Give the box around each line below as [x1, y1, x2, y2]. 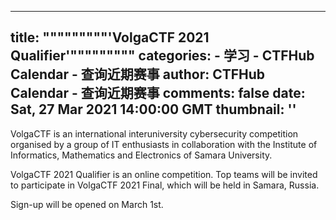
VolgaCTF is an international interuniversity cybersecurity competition [10, 127, 299, 140]
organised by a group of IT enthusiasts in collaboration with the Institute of [10, 138, 318, 150]
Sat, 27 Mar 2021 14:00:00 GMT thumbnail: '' [10, 101, 297, 118]
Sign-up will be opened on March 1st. [10, 198, 164, 210]
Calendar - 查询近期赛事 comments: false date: [10, 85, 306, 102]
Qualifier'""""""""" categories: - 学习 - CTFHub [10, 47, 315, 65]
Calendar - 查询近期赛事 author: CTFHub [10, 66, 266, 83]
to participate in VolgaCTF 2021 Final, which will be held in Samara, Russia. [10, 179, 320, 191]
